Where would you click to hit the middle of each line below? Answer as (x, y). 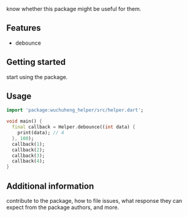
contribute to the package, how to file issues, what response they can (94, 201)
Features (24, 28)
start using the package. (37, 77)
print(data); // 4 (41, 133)
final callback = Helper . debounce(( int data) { (74, 127)
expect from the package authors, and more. (63, 207)
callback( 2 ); (28, 150)
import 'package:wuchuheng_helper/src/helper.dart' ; (75, 110)
